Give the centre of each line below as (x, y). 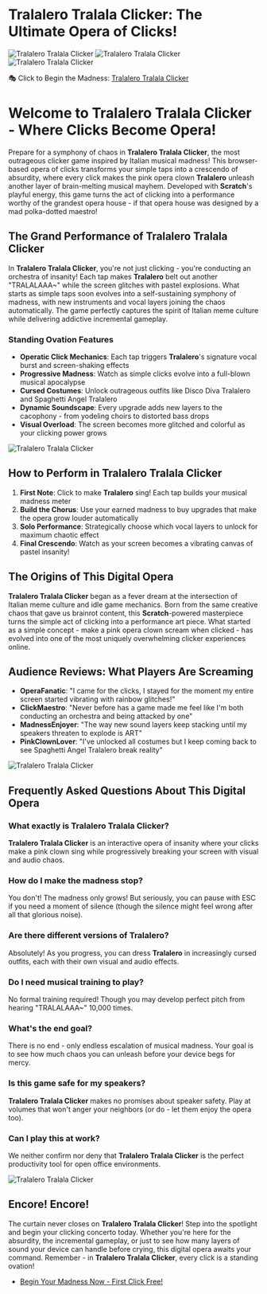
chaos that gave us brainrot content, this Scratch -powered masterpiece (126, 613)
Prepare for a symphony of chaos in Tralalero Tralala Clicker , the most (124, 152)
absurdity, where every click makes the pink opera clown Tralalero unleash (131, 178)
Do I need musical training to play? (76, 982)
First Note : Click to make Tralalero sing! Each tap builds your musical (133, 492)
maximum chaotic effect (59, 534)
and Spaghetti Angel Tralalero (68, 399)
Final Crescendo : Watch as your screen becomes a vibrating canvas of (136, 543)
